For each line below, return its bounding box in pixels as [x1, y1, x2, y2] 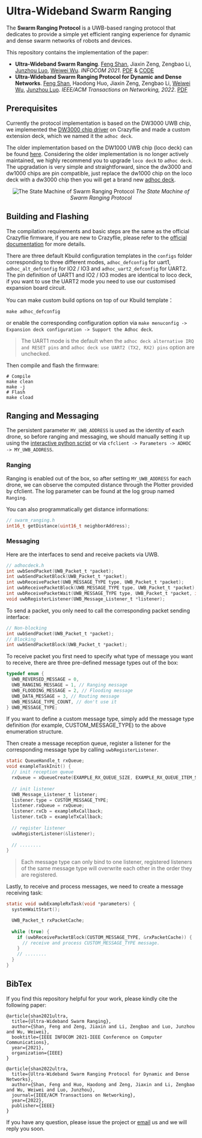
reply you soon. [6, 1125, 45, 1132]
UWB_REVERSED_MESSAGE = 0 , [11, 676, 79, 682]
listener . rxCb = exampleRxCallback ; [11, 808, 103, 814]
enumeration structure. [6, 728, 63, 735]
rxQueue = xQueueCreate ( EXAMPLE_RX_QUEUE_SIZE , [11, 775, 133, 781]
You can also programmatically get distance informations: [6, 505, 149, 513]
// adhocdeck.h [6, 562, 44, 568]
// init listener [11, 785, 55, 792]
